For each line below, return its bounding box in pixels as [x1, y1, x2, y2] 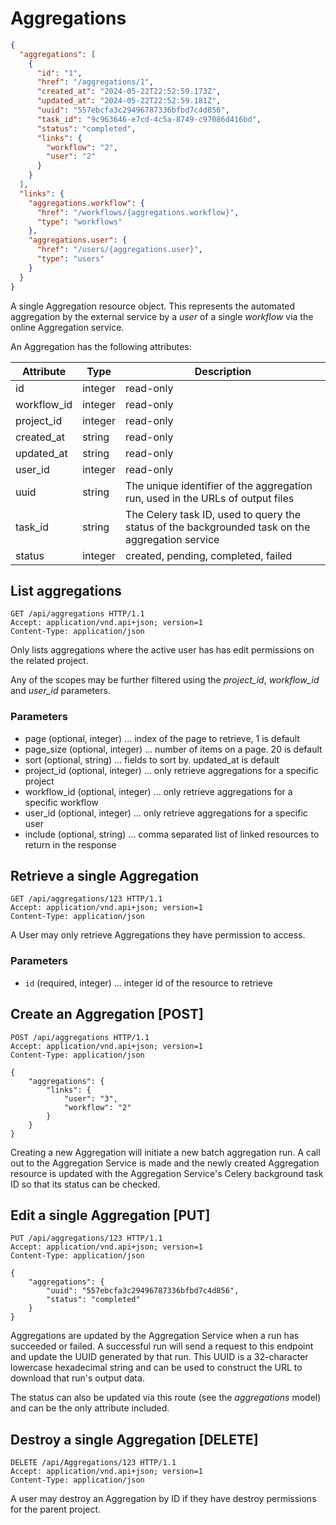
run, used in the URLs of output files [125, 491, 295, 505]
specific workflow [24, 796, 99, 808]
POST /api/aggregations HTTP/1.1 [10, 1032, 150, 1042]
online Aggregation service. [10, 321, 125, 333]
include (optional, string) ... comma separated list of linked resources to [24, 828, 320, 840]
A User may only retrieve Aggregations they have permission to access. [10, 929, 306, 941]
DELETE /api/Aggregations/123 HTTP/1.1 [10, 1458, 177, 1468]
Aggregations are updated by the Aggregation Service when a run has [10, 1330, 300, 1342]
